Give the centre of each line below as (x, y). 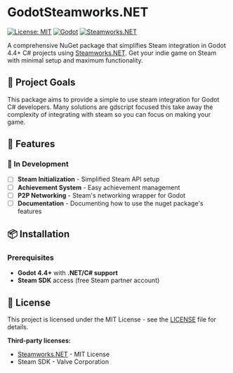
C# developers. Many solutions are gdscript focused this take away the (110, 107)
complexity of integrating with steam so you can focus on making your (109, 114)
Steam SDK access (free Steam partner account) (88, 280)
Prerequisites (31, 258)
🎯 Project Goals (41, 83)
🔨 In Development (38, 164)
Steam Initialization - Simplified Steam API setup (88, 179)
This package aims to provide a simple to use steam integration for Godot (113, 99)
